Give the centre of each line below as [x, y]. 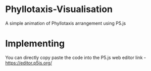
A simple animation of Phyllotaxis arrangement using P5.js [66, 23]
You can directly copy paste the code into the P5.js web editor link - [76, 57]
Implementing [35, 44]
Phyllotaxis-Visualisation [59, 9]
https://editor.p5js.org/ [29, 63]
